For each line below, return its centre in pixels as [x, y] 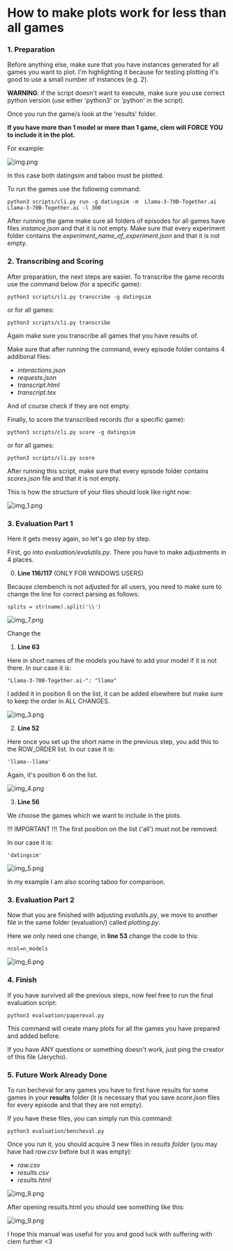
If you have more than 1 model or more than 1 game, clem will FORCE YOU [115, 128]
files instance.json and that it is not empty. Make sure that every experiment [116, 228]
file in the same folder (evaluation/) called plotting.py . [84, 923]
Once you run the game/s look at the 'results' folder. [82, 114]
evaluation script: [32, 1002]
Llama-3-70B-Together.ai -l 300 [54, 208]
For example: [26, 149]
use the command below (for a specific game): [74, 284]
